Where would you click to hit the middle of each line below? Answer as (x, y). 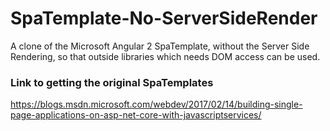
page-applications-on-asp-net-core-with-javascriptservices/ (136, 115)
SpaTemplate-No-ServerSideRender (164, 18)
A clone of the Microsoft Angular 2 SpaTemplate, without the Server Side (160, 46)
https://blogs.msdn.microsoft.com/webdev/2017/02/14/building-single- (156, 104)
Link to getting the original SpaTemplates (112, 82)
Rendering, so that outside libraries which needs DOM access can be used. (165, 56)
